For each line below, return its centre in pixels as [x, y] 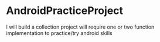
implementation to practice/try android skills [59, 33]
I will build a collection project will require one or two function [80, 27]
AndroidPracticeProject [65, 11]
